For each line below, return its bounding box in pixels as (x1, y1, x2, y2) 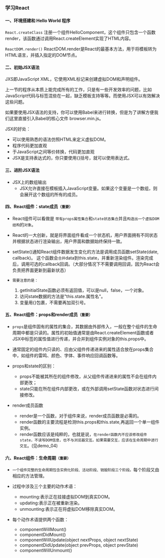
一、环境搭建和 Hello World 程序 (5, 17, 70, 23)
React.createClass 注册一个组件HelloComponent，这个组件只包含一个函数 (5, 30, 156, 35)
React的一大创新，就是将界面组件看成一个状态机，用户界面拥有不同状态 (12, 232, 158, 238)
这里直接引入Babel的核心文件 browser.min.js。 (9, 116, 104, 122)
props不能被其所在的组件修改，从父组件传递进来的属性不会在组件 (19, 373, 153, 379)
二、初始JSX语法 (5, 64, 40, 70)
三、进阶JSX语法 (5, 167, 40, 173)
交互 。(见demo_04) (19, 442, 58, 449)
